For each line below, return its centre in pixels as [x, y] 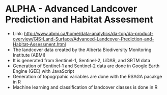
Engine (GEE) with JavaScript [44, 71]
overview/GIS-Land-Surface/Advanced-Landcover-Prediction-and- [83, 39]
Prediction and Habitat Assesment [79, 19]
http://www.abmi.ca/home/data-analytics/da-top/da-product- [89, 33]
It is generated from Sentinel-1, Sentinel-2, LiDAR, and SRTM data [81, 60]
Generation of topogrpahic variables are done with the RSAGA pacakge [87, 76]
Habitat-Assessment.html [39, 44]
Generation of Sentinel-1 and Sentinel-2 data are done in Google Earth [86, 66]
